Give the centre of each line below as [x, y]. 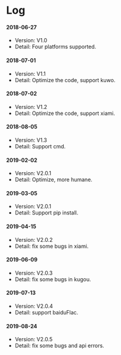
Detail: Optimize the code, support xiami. [65, 113]
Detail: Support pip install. [46, 213]
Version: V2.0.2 [34, 239]
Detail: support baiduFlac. [46, 313]
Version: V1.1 [30, 74]
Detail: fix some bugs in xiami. [52, 246]
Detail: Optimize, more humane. [53, 180]
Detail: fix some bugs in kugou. [53, 279]
